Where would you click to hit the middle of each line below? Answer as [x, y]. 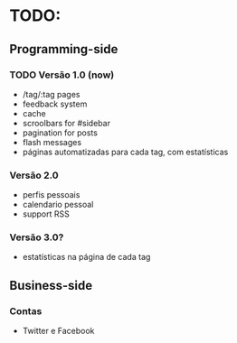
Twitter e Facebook [58, 331]
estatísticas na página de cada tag [86, 257]
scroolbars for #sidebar [66, 123]
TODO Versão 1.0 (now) [62, 75]
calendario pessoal [58, 205]
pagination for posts [60, 133]
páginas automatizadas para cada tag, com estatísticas [125, 152]
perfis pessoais [51, 195]
